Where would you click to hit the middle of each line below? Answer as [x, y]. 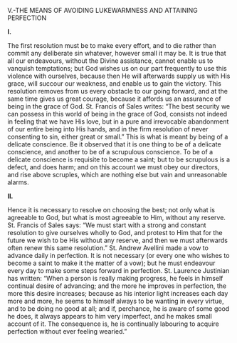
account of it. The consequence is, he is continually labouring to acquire [113, 324]
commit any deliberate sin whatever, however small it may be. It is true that [117, 53]
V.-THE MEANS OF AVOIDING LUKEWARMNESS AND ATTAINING [102, 10]
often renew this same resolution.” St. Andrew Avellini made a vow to [108, 248]
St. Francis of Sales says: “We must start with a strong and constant [107, 225]
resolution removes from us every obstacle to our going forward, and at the [117, 91]
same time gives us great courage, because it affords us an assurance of [115, 99]
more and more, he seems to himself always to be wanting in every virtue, [116, 301]
